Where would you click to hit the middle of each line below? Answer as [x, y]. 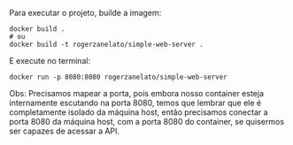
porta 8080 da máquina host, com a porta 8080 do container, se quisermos [147, 122]
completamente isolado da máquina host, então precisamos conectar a [139, 112]
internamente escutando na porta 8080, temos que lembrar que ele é [135, 103]
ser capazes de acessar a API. [65, 131]
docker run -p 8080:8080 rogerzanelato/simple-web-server [118, 77]
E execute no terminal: [50, 61]
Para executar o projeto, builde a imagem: [85, 13]
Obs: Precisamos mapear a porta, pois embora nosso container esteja [136, 93]
